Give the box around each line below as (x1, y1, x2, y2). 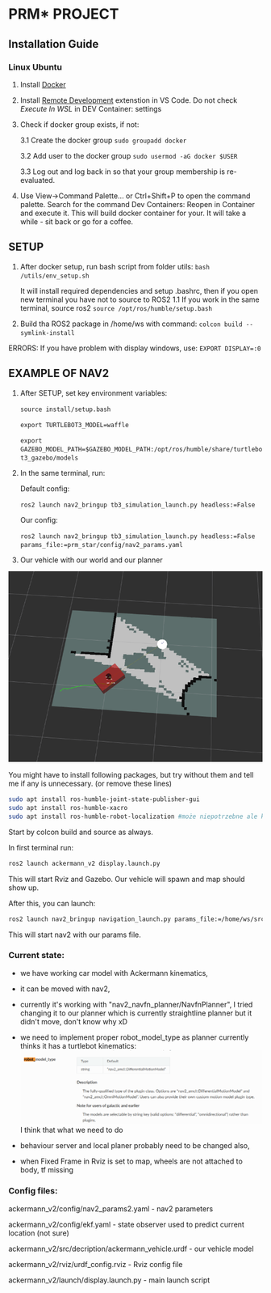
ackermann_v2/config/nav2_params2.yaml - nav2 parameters (8, 1203, 214, 1214)
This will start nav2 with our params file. (8, 930, 141, 939)
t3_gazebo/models (19, 454, 79, 462)
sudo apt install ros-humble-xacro (8, 804, 128, 812)
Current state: (8, 950, 65, 961)
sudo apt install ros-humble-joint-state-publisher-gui (8, 795, 200, 803)
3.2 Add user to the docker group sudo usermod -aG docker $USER (19, 150, 238, 160)
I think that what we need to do (19, 1126, 123, 1135)
